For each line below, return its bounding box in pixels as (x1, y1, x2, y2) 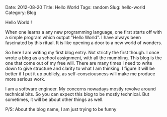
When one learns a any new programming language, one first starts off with (5, 29, 162, 35)
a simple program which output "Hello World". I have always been (5, 35, 141, 40)
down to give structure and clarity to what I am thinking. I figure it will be (5, 65, 155, 71)
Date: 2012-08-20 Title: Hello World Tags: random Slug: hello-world (5, 5, 146, 10)
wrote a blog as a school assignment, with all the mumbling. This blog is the (5, 55, 162, 61)
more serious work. (5, 76, 45, 82)
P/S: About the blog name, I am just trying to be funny (5, 106, 117, 112)
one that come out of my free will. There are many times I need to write (5, 60, 152, 66)
